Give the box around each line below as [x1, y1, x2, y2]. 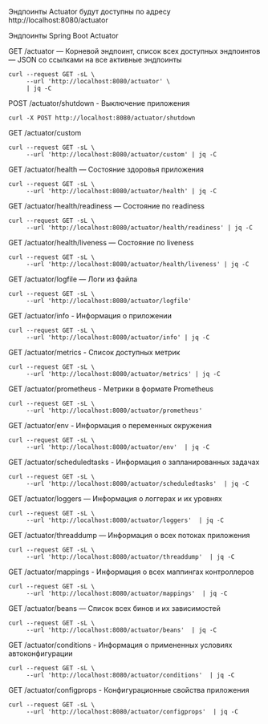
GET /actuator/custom [8, 128, 82, 137]
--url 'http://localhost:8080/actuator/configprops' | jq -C [26, 708, 239, 716]
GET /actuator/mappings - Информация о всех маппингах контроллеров [8, 567, 254, 576]
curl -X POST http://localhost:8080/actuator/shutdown [8, 114, 196, 122]
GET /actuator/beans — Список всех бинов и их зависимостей [8, 604, 221, 613]
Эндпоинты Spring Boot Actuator [8, 31, 119, 40]
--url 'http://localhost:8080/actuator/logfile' [26, 297, 193, 305]
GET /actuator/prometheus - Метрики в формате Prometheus [8, 384, 214, 394]
